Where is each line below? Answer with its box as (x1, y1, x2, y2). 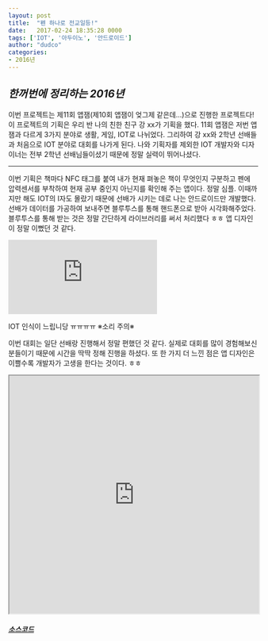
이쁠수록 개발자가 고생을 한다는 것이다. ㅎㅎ (8, 358, 142, 367)
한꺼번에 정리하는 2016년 (8, 87, 124, 101)
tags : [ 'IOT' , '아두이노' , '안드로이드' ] (8, 33, 132, 42)
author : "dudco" (8, 41, 62, 49)
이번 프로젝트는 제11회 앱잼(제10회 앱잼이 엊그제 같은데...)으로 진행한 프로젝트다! (8, 109, 255, 119)
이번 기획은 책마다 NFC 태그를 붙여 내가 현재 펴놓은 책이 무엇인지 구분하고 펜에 (8, 174, 251, 183)
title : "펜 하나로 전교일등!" (8, 19, 98, 27)
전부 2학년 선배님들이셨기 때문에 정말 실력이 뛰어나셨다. (29, 149, 201, 159)
